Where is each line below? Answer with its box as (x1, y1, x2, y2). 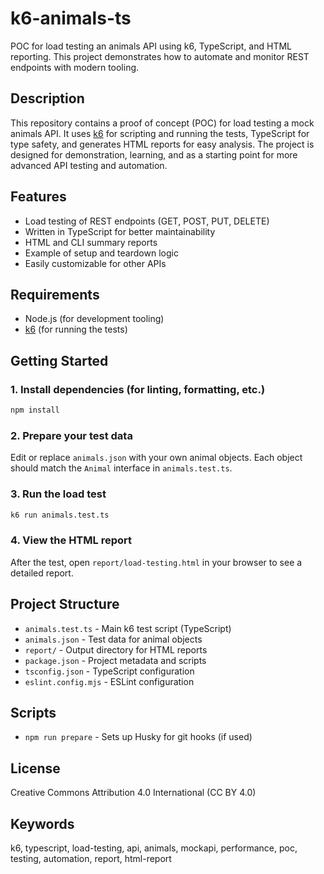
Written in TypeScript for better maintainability (24, 225, 216, 237)
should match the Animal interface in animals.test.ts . (10, 462, 233, 474)
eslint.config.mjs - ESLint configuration (24, 675, 195, 687)
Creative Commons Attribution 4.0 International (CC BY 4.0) (10, 787, 257, 799)
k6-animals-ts (10, 7, 132, 30)
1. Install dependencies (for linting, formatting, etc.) (10, 382, 266, 396)
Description (10, 90, 85, 107)
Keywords (10, 815, 75, 832)
